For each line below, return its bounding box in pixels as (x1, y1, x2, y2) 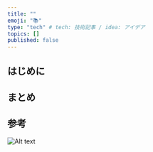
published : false (7, 37, 59, 44)
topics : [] (7, 30, 40, 38)
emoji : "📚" (7, 17, 42, 24)
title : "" (7, 10, 37, 18)
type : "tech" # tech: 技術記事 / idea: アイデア (7, 23, 146, 31)
